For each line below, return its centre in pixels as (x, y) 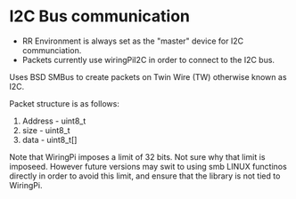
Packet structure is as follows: (65, 103)
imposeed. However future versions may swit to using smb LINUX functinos (148, 166)
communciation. (52, 50)
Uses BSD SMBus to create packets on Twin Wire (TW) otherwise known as (148, 76)
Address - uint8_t (54, 121)
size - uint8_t (46, 130)
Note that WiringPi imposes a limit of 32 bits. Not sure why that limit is (137, 156)
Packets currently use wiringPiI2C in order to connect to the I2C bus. (148, 60)
